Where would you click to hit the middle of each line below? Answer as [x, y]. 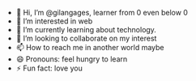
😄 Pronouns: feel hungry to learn [72, 59]
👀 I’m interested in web [54, 21]
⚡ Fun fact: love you [49, 68]
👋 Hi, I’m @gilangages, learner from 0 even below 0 [102, 13]
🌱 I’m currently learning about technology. [86, 30]
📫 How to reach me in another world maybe [90, 47]
